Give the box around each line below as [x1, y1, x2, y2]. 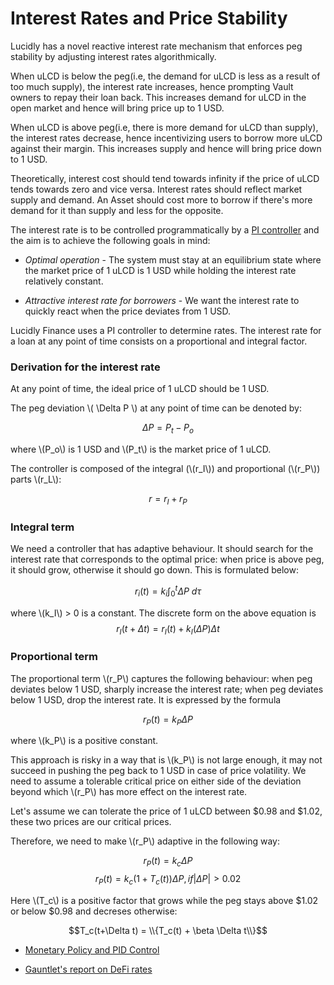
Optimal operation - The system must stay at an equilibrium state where [24, 253, 322, 266]
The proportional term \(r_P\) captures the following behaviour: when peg [10, 672, 313, 684]
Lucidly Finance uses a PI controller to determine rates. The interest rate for [10, 324, 322, 336]
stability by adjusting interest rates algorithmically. [10, 50, 217, 62]
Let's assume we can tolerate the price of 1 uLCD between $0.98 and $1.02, [10, 805, 323, 817]
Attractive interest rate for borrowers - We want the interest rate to [24, 294, 300, 306]
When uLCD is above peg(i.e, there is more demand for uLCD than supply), [10, 121, 319, 133]
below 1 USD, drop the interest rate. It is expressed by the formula [10, 693, 282, 706]
